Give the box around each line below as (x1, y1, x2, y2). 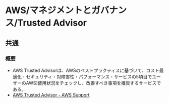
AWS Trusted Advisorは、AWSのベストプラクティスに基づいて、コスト (12, 67, 160, 73)
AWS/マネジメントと (5, 5, 92, 16)
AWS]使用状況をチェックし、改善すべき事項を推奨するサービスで (26, 80, 161, 86)
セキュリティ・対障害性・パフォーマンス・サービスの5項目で (26, 73, 152, 79)
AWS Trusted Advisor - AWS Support (12, 91, 90, 98)
